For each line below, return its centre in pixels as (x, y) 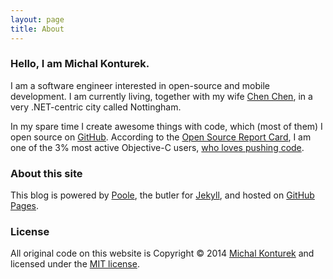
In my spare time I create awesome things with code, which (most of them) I (166, 126)
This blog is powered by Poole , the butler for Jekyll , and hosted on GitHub (162, 195)
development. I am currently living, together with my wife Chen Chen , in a (161, 96)
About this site (46, 173)
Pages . (24, 206)
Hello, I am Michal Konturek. (80, 64)
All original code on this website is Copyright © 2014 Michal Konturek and (162, 253)
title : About (37, 29)
